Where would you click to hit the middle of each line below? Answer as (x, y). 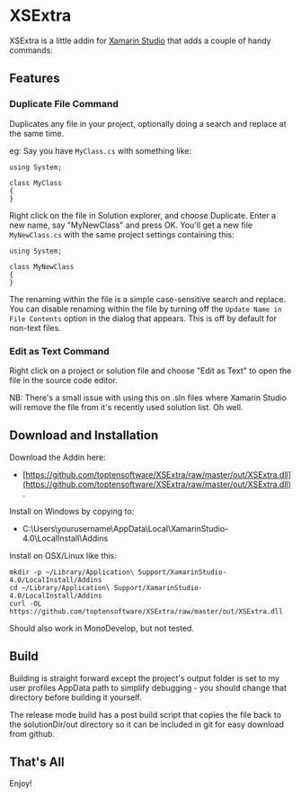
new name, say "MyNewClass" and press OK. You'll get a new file (131, 225)
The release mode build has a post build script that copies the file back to (145, 714)
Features (35, 79)
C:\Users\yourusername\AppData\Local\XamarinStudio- (125, 528)
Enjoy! (21, 784)
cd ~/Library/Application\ (60, 587)
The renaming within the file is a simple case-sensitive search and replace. (148, 299)
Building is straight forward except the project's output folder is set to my (145, 678)
